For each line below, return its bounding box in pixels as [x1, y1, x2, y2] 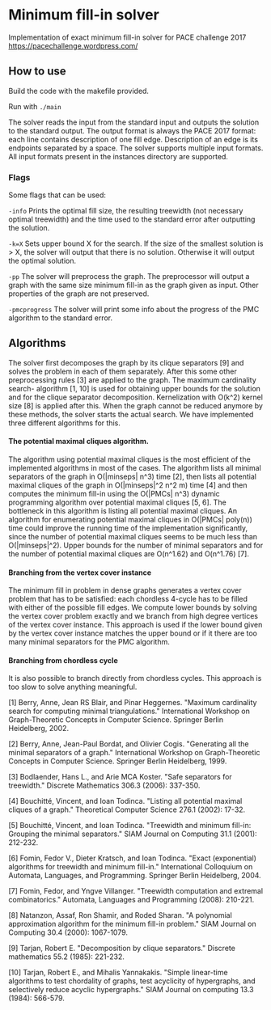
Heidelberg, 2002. [8, 724, 70, 733]
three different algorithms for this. [8, 418, 121, 428]
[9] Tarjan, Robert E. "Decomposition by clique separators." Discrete [8, 944, 236, 953]
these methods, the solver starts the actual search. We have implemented [8, 409, 254, 419]
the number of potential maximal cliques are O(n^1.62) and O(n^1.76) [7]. [8, 549, 249, 559]
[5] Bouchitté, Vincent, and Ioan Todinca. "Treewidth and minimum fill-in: [8, 821, 252, 830]
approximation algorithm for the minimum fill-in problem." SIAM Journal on [8, 919, 256, 929]
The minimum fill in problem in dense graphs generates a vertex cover [8, 585, 242, 595]
